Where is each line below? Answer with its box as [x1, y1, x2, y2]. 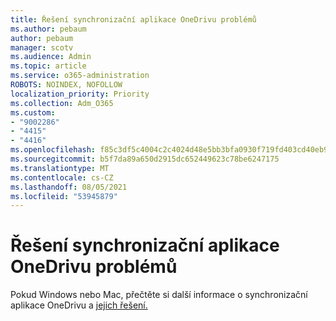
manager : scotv [10, 42, 74, 53]
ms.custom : [10, 107, 56, 118]
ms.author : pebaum [10, 24, 87, 34]
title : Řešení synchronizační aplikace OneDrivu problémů [10, 14, 257, 25]
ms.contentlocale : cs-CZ [10, 172, 114, 183]
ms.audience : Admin [10, 52, 92, 62]
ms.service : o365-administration [10, 71, 150, 81]
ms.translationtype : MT [10, 163, 110, 173]
